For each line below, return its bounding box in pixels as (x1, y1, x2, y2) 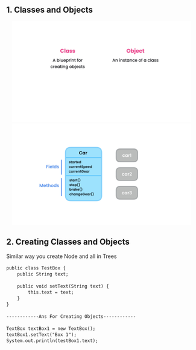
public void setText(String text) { (17, 283, 110, 289)
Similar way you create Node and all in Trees (6, 253, 117, 260)
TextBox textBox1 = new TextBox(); (6, 326, 96, 332)
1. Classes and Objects (6, 5, 93, 15)
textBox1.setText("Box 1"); (6, 332, 77, 338)
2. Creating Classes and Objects (6, 236, 130, 247)
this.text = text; (28, 289, 74, 296)
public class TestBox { (6, 265, 66, 271)
